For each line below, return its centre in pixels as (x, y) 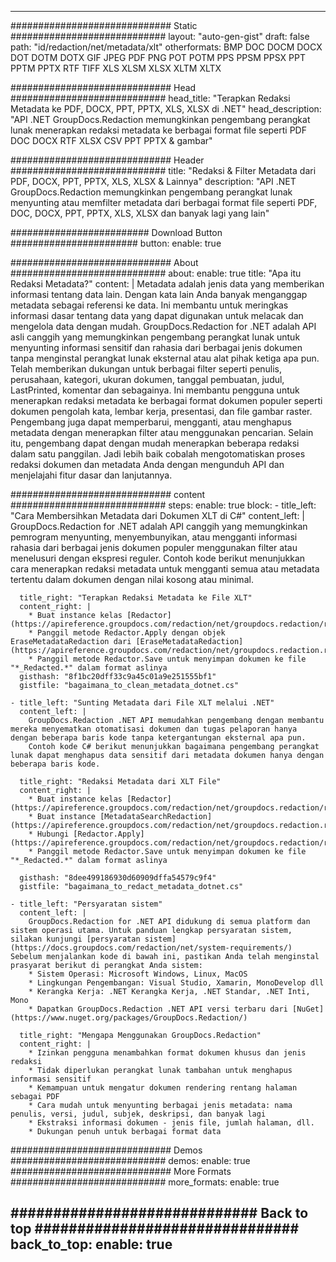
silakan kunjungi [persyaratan (75, 939)
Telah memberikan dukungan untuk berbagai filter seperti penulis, (146, 369)
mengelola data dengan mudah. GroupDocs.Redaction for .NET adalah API (163, 326)
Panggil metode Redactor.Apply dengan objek (131, 633)
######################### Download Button (116, 232)
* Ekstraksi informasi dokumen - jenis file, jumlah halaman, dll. (171, 1123)
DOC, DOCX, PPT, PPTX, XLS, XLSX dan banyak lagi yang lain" (140, 213)
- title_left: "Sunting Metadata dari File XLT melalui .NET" (142, 703)
